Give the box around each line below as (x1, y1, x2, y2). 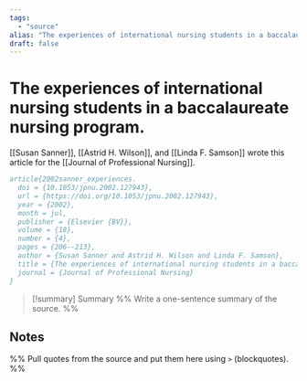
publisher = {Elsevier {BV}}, (17, 217, 132, 227)
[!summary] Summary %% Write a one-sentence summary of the (31, 293, 278, 304)
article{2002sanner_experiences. (9, 175, 137, 184)
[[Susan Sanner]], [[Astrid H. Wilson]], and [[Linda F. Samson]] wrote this (9, 147, 285, 158)
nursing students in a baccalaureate (9, 98, 290, 119)
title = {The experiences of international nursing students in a (17, 259, 276, 269)
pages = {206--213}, (17, 243, 96, 252)
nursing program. (9, 117, 145, 138)
